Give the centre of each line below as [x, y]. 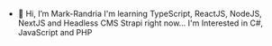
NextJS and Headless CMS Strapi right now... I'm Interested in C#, [141, 23]
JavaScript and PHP [55, 32]
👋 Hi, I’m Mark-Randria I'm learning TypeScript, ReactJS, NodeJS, [140, 14]
